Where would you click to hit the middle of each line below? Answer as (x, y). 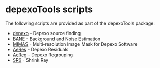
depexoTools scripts (49, 9)
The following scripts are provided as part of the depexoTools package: (80, 23)
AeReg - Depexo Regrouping (43, 55)
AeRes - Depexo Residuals (41, 49)
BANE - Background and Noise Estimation (57, 39)
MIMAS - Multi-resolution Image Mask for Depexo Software (75, 44)
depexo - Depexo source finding (47, 33)
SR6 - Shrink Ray (31, 60)
